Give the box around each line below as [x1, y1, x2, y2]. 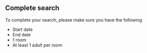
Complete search [5, 4, 60, 12]
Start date [12, 26, 33, 32]
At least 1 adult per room [12, 42, 63, 48]
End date [12, 31, 31, 37]
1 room [12, 37, 26, 43]
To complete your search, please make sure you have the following [5, 17, 143, 23]
